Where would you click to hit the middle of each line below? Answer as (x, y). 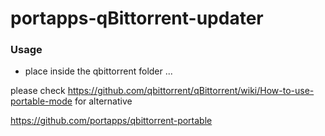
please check (38, 91)
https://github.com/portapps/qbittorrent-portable (111, 121)
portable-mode (41, 101)
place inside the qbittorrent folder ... (98, 71)
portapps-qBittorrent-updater (137, 18)
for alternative (103, 101)
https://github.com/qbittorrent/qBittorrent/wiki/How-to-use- (191, 91)
